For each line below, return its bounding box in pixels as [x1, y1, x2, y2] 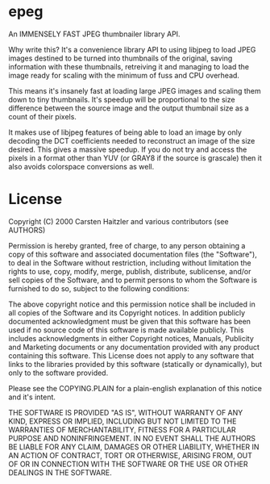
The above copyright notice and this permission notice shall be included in [8, 299, 255, 309]
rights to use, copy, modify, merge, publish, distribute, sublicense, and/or [8, 266, 251, 276]
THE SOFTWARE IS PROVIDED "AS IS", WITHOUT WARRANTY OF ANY [8, 407, 243, 417]
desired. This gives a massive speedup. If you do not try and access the [8, 144, 247, 154]
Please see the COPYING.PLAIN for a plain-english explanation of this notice [8, 383, 262, 393]
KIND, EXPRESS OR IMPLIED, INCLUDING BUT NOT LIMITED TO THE [8, 416, 237, 426]
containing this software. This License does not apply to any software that [8, 350, 255, 361]
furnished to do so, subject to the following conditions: [8, 283, 189, 293]
